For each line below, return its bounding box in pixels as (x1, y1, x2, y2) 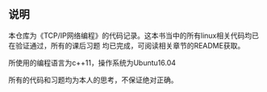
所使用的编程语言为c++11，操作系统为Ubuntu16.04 (8, 57, 176, 67)
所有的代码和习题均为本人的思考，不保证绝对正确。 (8, 75, 178, 85)
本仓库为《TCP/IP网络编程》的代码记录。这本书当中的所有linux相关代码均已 (8, 31, 260, 40)
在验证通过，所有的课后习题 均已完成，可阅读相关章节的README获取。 (8, 40, 245, 50)
